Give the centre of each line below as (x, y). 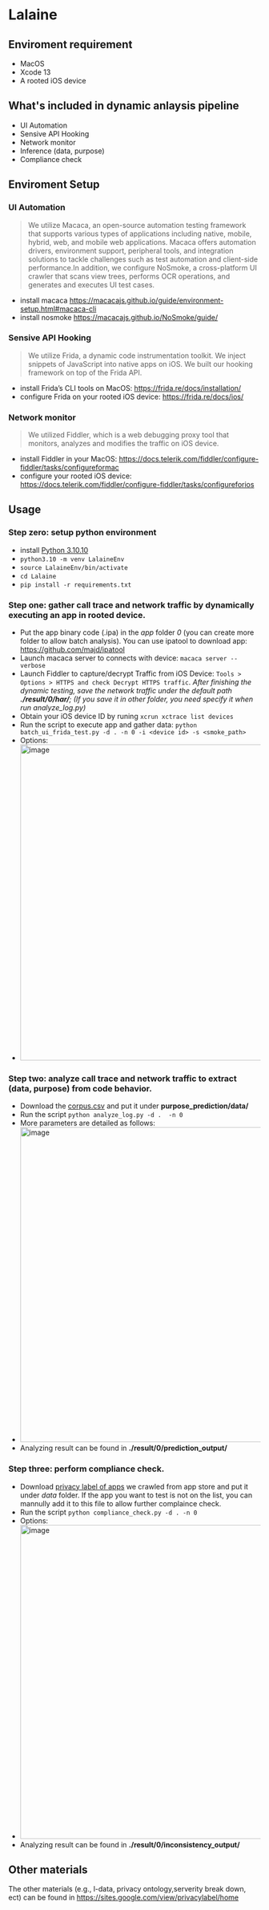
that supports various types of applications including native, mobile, (140, 234)
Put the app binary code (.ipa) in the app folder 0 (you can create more (137, 632)
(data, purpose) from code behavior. (80, 1089)
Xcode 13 (35, 72)
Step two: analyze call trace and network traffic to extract (123, 1079)
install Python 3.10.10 (54, 550)
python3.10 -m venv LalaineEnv (72, 559)
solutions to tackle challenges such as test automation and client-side (143, 259)
